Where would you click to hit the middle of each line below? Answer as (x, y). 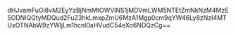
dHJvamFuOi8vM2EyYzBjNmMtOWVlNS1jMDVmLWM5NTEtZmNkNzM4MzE (118, 10)
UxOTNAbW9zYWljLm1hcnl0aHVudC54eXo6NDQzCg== (89, 25)
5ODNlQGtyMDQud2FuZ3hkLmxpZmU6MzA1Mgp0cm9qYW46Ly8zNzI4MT (117, 18)
